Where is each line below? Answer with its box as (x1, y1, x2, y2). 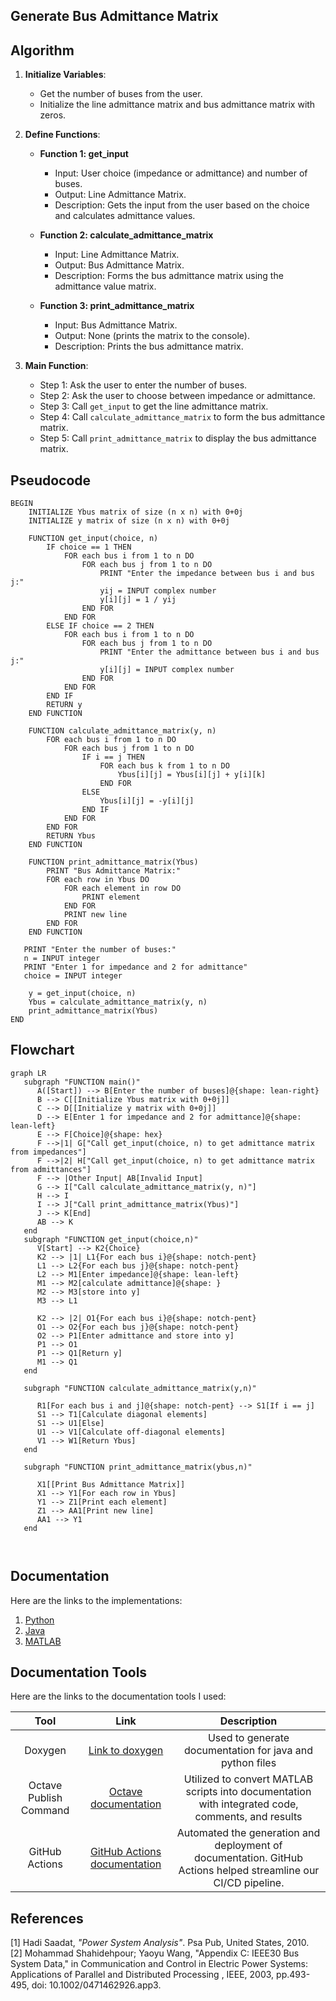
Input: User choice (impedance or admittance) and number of (54, 167, 308, 179)
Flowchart (10, 1042, 75, 1059)
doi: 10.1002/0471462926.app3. (31, 1979, 162, 1991)
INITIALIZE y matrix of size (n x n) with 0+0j (28, 516, 230, 526)
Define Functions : (24, 129, 101, 141)
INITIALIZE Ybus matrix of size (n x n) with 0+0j (28, 507, 244, 518)
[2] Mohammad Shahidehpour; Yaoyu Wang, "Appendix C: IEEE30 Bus (10, 1947, 300, 1959)
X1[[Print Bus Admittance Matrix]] (36, 1479, 186, 1489)
